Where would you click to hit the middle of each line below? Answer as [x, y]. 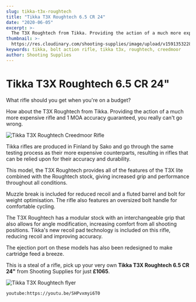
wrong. [15, 124]
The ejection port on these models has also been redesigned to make [90, 247]
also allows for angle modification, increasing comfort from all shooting [91, 224]
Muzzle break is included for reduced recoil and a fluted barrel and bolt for [96, 194]
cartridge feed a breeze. [35, 254]
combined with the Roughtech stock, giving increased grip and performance [98, 176]
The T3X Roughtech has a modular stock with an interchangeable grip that [95, 217]
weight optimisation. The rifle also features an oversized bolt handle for [92, 200]
